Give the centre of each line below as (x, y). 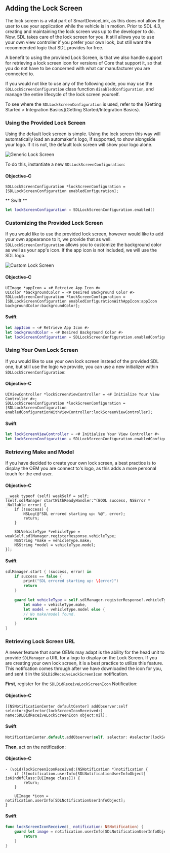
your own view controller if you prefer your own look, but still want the (78, 42)
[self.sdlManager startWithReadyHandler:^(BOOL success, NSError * (78, 501)
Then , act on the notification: (35, 747)
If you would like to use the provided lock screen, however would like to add (84, 234)
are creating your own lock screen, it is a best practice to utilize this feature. (84, 663)
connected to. (20, 74)
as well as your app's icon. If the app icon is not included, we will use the (81, 250)
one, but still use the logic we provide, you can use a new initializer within (82, 367)
